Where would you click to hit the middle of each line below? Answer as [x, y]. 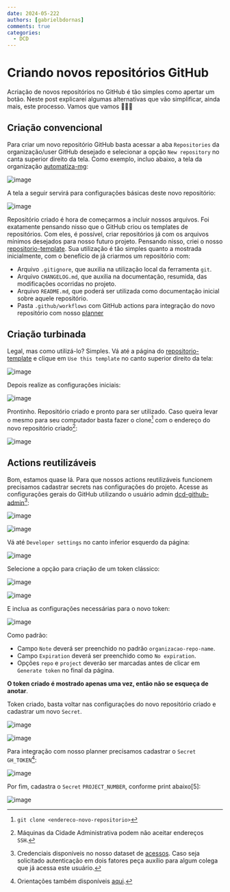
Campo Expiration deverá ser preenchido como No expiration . [106, 656]
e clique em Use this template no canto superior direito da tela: [123, 358]
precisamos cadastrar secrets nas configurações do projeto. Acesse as [108, 487]
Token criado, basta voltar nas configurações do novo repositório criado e [112, 704]
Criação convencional [55, 128]
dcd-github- [192, 494]
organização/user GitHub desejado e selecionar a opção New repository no [113, 152]
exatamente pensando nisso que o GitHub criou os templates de [98, 226]
